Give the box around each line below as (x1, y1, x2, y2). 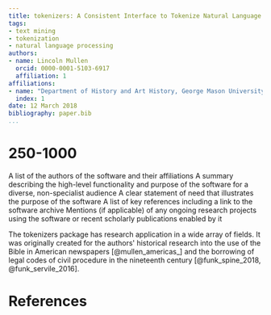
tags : (8, 19, 27, 27)
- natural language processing (8, 42, 114, 50)
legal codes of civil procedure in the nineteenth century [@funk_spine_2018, (8, 255, 261, 265)
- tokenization (8, 34, 60, 43)
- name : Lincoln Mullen (8, 57, 89, 65)
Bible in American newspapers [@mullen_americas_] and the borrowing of (8, 246, 255, 256)
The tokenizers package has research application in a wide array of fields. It (8, 229, 261, 239)
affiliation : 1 (15, 72, 67, 80)
